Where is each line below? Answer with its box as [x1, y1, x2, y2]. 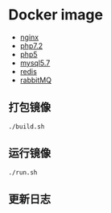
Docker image [8, 6, 103, 24]
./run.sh [8, 168, 38, 177]
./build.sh [8, 123, 45, 131]
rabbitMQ [19, 75, 52, 85]
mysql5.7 [19, 58, 51, 68]
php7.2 [19, 40, 43, 50]
